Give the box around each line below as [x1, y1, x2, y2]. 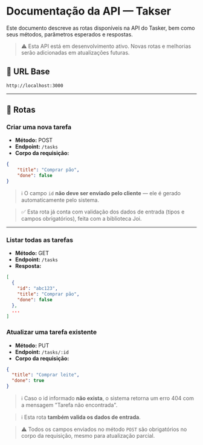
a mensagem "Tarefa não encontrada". [21, 401, 118, 409]
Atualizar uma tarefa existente [6, 328, 97, 336]
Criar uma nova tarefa [6, 123, 71, 132]
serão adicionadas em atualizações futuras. [21, 49, 130, 56]
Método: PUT [14, 341, 50, 349]
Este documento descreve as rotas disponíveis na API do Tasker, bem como [6, 24, 195, 32]
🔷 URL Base [6, 67, 50, 77]
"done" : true [11, 378, 45, 384]
